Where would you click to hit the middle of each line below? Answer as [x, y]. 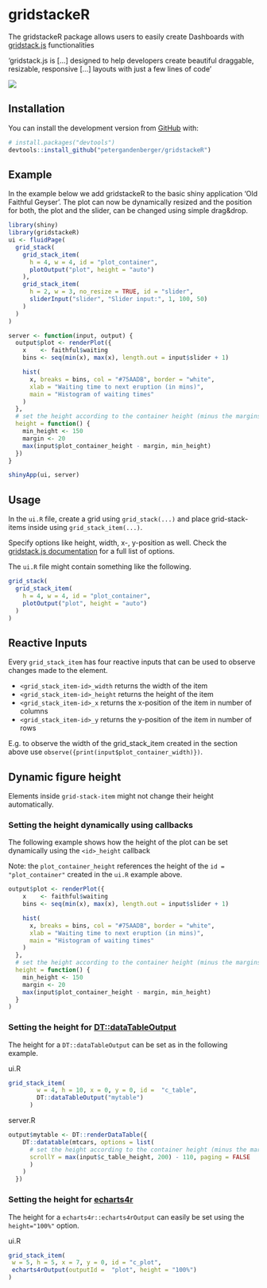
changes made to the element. [58, 671]
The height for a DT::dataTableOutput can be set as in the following [118, 1044]
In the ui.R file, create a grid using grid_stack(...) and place [109, 519]
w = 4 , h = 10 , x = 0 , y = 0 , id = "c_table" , [117, 1090]
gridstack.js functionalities [51, 44]
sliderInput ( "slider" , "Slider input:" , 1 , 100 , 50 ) [118, 300]
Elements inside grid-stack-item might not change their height [111, 796]
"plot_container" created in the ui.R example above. [95, 875]
